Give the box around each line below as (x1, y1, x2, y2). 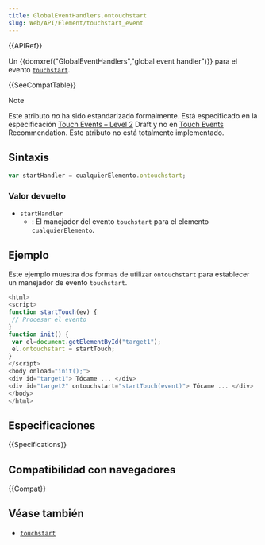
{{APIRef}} (8, 41, 43, 50)
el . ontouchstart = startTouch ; (11, 345, 115, 354)
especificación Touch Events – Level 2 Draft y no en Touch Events (8, 119, 224, 129)
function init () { (8, 330, 69, 338)
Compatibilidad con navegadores (8, 462, 176, 477)
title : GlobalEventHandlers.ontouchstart (8, 11, 148, 20)
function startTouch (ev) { (8, 308, 98, 316)
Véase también (8, 507, 85, 520)
